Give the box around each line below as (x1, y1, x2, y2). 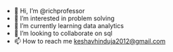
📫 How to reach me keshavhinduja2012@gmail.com (13, 37, 166, 45)
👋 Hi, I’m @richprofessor (13, 7, 85, 15)
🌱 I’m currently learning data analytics (13, 22, 124, 30)
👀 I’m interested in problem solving (13, 14, 115, 22)
